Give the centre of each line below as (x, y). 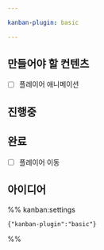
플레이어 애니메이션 (49, 84)
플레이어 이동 (39, 162)
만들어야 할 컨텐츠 (48, 64)
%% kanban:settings (42, 209)
